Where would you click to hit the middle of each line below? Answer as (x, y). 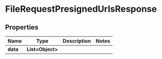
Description (77, 41)
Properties (22, 27)
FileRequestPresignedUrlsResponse (81, 9)
